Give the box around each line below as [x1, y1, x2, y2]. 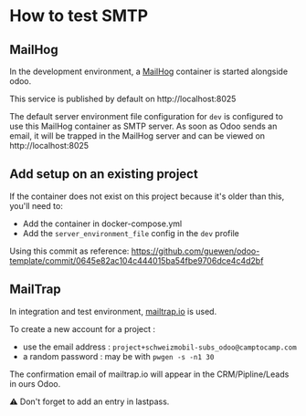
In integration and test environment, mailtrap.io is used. [9, 306, 217, 317]
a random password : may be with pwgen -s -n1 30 [22, 350, 215, 361]
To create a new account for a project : [9, 323, 155, 334]
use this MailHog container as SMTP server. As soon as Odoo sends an [9, 120, 278, 131]
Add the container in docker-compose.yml [22, 218, 183, 229]
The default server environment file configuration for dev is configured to [9, 111, 283, 121]
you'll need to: [9, 200, 64, 211]
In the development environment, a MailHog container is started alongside [9, 66, 289, 77]
